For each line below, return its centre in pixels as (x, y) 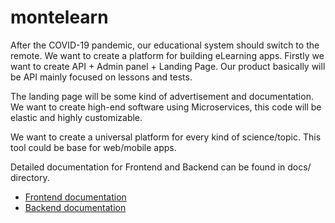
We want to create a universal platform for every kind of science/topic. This (166, 137)
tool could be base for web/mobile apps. (93, 147)
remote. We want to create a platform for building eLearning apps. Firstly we (167, 55)
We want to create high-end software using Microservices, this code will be (166, 107)
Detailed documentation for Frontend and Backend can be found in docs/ (161, 167)
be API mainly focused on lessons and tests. (101, 77)
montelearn (59, 17)
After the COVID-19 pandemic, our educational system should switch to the (165, 45)
